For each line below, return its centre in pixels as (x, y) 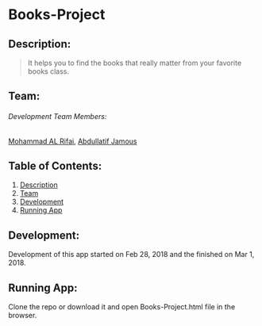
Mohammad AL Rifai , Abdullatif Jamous (73, 141)
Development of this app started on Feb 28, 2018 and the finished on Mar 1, (131, 255)
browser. (23, 316)
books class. (48, 71)
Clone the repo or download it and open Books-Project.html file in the (122, 307)
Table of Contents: (55, 165)
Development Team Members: (58, 116)
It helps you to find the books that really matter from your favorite (135, 63)
